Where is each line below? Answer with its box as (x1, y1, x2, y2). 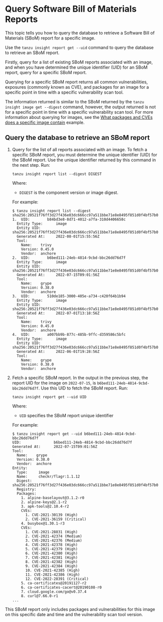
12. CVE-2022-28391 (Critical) (25, 576, 89, 581)
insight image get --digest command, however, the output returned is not (5, 104, 156, 110)
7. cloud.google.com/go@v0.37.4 (21, 589, 87, 594)
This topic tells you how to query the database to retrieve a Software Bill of (5, 30, 155, 36)
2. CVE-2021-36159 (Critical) (25, 517, 87, 522)
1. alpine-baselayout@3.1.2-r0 (21, 495, 85, 500)
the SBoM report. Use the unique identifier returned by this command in (12, 157, 156, 163)
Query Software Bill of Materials (5, 3, 137, 15)
